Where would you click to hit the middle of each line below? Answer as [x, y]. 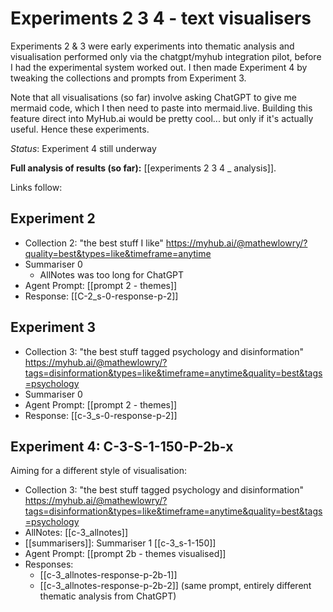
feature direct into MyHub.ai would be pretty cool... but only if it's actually [162, 118]
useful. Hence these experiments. [80, 129]
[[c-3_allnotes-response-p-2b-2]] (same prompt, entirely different [175, 586]
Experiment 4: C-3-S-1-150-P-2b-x [122, 446]
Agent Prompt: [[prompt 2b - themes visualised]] [125, 554]
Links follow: [36, 187]
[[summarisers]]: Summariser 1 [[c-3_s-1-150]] [120, 543]
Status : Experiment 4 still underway [83, 148]
